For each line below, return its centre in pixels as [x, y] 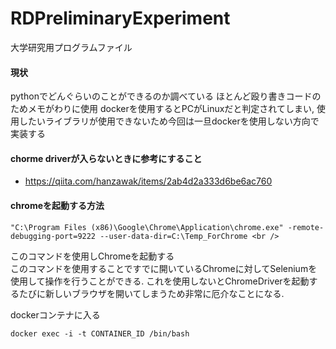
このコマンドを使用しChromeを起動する [92, 256]
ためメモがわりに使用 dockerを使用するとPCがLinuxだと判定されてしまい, [162, 109]
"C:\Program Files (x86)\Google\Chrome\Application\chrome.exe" [147, 227]
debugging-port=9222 [53, 236]
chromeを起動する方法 [57, 205]
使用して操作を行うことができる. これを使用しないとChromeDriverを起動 [160, 281]
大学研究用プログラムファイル [71, 47]
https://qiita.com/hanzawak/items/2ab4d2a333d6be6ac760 [148, 181]
